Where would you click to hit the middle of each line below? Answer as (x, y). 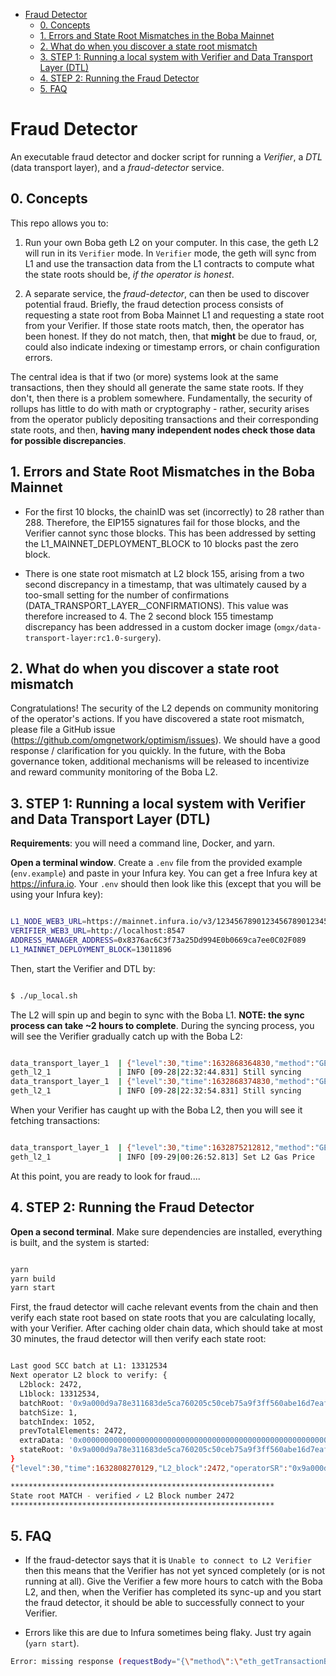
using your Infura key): (57, 895)
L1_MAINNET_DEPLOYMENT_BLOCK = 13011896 (91, 949)
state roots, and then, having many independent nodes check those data (163, 430)
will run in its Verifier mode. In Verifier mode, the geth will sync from (170, 253)
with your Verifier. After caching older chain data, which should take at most (166, 1328)
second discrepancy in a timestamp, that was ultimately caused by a (165, 584)
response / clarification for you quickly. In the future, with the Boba (148, 751)
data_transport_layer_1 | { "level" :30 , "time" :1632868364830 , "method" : (162, 1063)
